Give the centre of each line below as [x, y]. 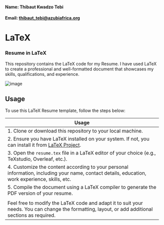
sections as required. [31, 215]
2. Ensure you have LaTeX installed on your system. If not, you [79, 139]
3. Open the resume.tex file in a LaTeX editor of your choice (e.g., [82, 153]
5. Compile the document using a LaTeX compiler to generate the [82, 187]
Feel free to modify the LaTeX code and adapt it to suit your [75, 203]
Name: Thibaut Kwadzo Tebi [34, 7]
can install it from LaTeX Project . [44, 145]
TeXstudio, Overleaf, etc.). [37, 159]
